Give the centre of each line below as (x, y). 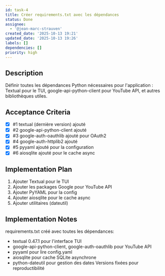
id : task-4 (17, 10)
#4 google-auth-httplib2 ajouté (45, 142)
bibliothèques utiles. (26, 96)
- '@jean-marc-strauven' (36, 29)
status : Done (19, 19)
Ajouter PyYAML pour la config (45, 192)
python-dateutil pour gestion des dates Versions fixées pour (75, 263)
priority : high (21, 52)
